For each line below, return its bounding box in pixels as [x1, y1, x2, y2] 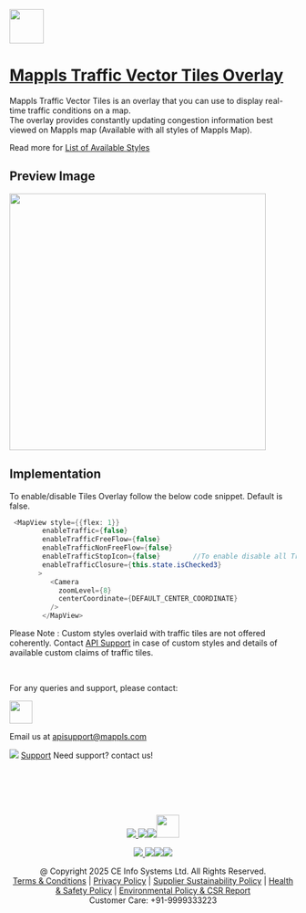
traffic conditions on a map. [27, 105, 131, 116]
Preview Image [9, 169, 96, 184]
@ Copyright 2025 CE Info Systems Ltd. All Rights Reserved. [39, 866, 267, 876]
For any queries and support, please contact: [9, 683, 178, 694]
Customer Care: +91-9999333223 [88, 895, 218, 906]
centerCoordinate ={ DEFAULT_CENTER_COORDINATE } [57, 594, 239, 603]
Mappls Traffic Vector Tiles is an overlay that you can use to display [9, 95, 264, 106]
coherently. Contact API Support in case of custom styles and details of [9, 637, 278, 648]
